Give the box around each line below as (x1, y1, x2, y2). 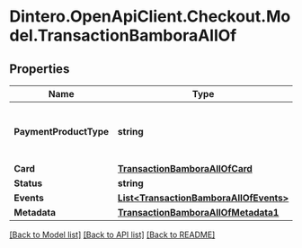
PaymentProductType (13, 126, 110, 137)
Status (13, 177, 43, 190)
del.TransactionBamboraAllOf (9, 25, 237, 46)
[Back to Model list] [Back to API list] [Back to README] (9, 229, 216, 240)
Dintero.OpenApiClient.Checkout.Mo (9, 6, 291, 27)
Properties (9, 61, 70, 76)
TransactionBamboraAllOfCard (117, 163, 253, 174)
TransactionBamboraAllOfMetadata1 (117, 207, 280, 218)
